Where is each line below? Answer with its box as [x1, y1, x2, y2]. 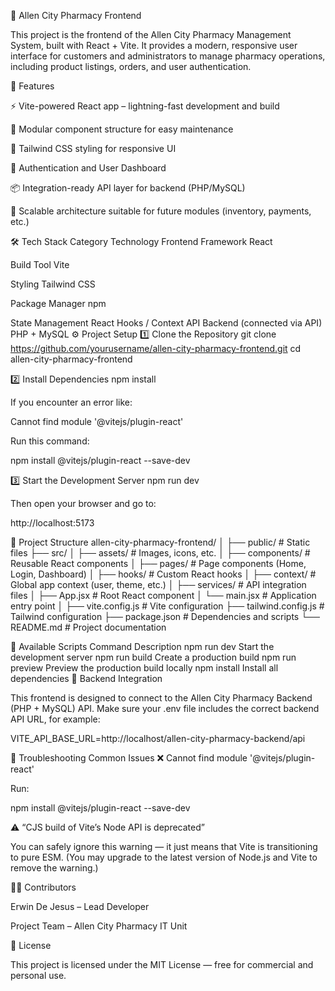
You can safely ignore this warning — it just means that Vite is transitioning [10, 841, 318, 852]
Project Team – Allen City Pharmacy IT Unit [10, 920, 188, 932]
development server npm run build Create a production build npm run [10, 651, 297, 663]
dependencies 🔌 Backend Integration [10, 673, 163, 684]
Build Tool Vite [10, 259, 70, 270]
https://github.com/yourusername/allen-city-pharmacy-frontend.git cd [10, 343, 302, 354]
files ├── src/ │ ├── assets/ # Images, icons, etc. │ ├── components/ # [10, 547, 311, 559]
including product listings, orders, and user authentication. [10, 61, 252, 72]
